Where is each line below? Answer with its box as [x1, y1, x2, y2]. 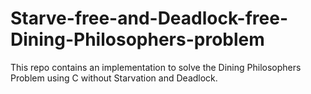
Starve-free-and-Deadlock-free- [10, 7, 288, 30]
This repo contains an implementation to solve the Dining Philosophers [10, 61, 302, 73]
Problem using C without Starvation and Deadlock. [10, 72, 218, 84]
